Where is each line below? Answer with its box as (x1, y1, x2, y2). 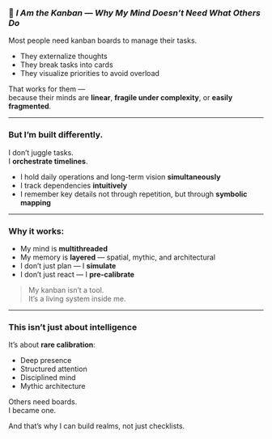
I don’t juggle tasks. (8, 147, 74, 157)
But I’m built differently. (8, 129, 104, 141)
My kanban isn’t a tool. (28, 285, 104, 294)
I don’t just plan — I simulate (19, 260, 117, 270)
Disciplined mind (19, 373, 76, 382)
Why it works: (8, 226, 65, 237)
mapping (19, 197, 51, 207)
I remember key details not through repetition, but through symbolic (19, 189, 248, 199)
